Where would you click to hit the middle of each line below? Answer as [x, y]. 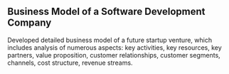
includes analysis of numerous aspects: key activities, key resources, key [114, 47]
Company [30, 23]
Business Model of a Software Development [106, 12]
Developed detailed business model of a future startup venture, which [110, 40]
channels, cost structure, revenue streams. [70, 63]
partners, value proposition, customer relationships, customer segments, [114, 55]
